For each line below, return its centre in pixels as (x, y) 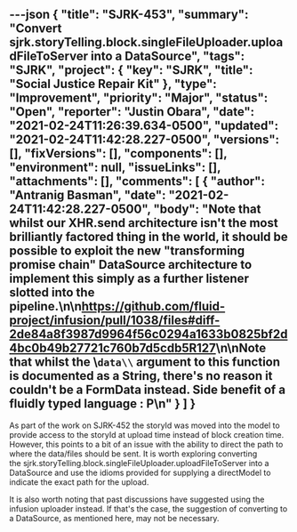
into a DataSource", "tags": (168, 56)
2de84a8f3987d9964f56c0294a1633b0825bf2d (148, 334)
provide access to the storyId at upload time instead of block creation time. (147, 434)
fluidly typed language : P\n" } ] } (103, 404)
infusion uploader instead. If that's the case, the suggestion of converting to (148, 508)
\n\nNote (241, 348)
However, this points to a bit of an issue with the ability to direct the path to (146, 444)
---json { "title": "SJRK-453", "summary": (129, 15)
